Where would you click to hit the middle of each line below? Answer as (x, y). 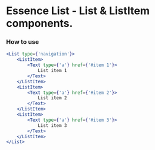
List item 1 (52, 71)
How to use (23, 42)
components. (39, 23)
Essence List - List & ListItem (78, 11)
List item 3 (52, 125)
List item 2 (52, 98)
